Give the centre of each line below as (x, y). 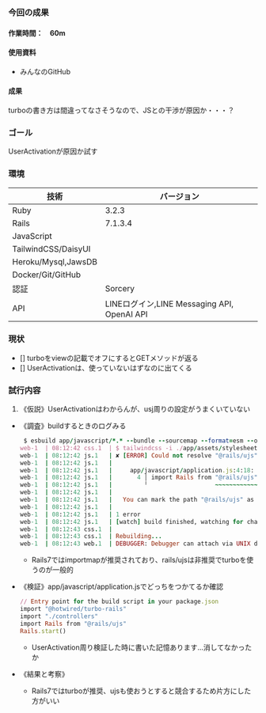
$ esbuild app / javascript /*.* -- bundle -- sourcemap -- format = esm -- (139, 441)
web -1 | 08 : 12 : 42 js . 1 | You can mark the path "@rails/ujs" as (137, 500)
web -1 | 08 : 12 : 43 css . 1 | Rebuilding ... (91, 537)
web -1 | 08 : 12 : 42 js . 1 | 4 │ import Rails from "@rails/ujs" (139, 478)
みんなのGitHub (45, 71)
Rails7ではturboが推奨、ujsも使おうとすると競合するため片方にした (141, 691)
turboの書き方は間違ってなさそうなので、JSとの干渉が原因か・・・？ (122, 110)
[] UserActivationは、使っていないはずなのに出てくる (106, 368)
